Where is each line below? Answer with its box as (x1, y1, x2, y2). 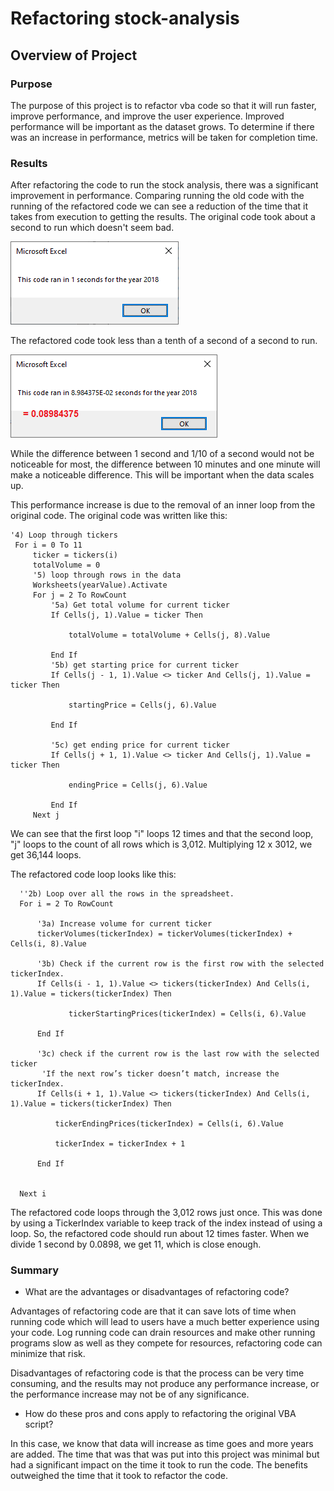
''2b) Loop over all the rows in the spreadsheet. (19, 889, 235, 899)
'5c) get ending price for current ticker (50, 740, 230, 751)
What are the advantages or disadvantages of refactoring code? (24, 1286, 290, 1298)
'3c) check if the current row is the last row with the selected (36, 1049, 320, 1059)
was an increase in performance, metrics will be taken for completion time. (10, 131, 318, 143)
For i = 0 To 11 (14, 540, 83, 551)
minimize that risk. (10, 1348, 86, 1360)
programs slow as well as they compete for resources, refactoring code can (10, 1337, 323, 1349)
